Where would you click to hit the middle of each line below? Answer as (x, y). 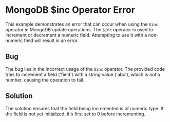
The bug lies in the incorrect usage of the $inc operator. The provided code (85, 69)
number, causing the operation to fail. (45, 80)
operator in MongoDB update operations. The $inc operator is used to (79, 29)
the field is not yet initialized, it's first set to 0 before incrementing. (75, 114)
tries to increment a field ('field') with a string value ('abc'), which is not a (83, 74)
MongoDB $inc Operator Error (70, 10)
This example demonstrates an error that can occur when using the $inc (82, 24)
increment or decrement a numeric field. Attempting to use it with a (76, 35)
